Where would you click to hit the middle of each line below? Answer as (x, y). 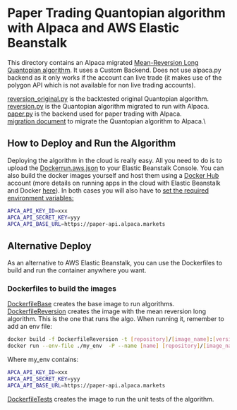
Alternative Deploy (49, 246)
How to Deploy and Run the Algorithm (92, 144)
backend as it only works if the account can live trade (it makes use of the (115, 77)
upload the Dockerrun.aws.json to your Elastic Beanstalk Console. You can (116, 168)
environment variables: (41, 198)
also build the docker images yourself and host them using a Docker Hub (113, 175)
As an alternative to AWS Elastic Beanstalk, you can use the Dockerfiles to (115, 263)
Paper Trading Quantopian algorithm (116, 13)
